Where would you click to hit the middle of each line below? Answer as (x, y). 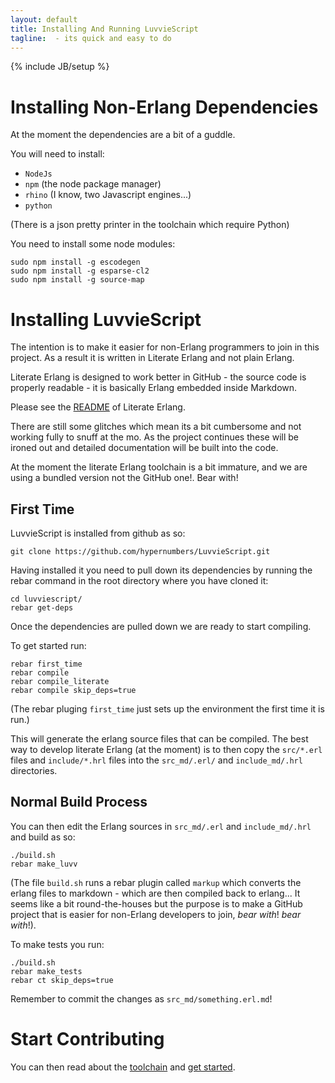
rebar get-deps (42, 608)
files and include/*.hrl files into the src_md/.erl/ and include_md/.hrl (156, 760)
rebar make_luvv (44, 864)
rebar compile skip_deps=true (73, 691)
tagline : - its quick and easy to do (91, 38)
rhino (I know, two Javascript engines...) (108, 195)
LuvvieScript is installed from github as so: (98, 533)
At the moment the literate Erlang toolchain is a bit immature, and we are (159, 467)
